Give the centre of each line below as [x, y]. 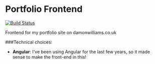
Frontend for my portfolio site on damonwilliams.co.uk [61, 32]
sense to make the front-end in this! [49, 57]
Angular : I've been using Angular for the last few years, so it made [81, 52]
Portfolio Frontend [44, 9]
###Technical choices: [29, 42]
